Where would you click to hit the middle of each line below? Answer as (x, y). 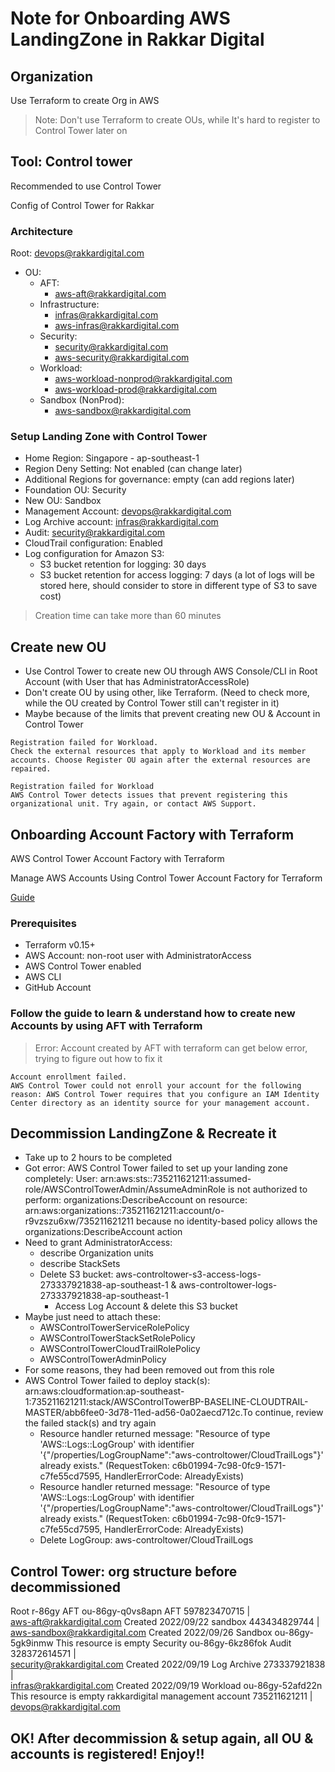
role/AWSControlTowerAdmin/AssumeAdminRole (125, 1189)
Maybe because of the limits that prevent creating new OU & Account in (172, 714)
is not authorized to (267, 1189)
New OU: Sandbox (63, 501)
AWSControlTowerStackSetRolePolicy (117, 1338)
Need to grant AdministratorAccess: (98, 1243)
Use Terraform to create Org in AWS (85, 100)
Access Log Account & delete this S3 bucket (146, 1306)
